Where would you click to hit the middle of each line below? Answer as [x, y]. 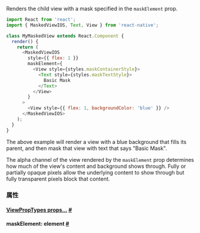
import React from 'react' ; [41, 20]
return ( [28, 47]
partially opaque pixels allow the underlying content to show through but [95, 172]
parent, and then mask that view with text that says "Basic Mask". [87, 148]
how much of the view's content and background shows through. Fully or [96, 166]
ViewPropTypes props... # [39, 210]
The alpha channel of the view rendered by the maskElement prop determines [100, 160]
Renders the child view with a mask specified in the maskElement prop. [92, 9]
